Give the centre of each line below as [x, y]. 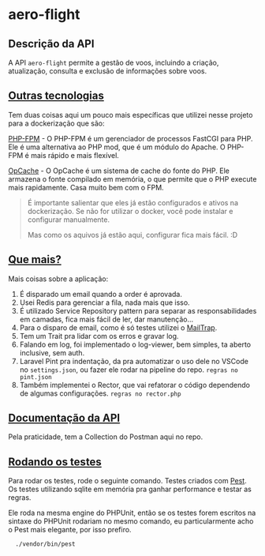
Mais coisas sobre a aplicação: [58, 279]
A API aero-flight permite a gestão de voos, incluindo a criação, [114, 62]
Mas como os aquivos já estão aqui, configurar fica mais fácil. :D [132, 235]
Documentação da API [64, 418]
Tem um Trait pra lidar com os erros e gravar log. [99, 336]
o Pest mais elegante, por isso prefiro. [70, 530]
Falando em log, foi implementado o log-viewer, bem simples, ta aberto [135, 344]
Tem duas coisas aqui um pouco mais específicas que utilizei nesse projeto [131, 115]
